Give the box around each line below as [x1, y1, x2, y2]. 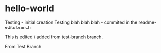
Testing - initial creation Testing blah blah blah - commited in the [5, 19, 138, 25]
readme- [138, 19, 156, 25]
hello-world [5, 3, 55, 14]
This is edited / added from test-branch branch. [5, 34, 103, 40]
